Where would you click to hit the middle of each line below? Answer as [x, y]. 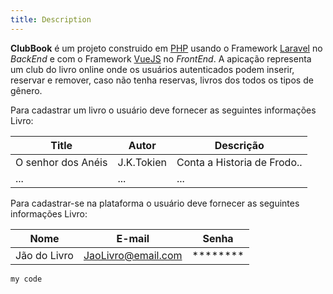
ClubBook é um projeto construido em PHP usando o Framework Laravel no [166, 48]
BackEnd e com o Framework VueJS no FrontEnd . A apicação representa [161, 58]
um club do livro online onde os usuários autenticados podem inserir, [152, 69]
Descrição [239, 145]
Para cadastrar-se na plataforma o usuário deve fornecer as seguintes [155, 203]
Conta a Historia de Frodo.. [239, 162]
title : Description [51, 19]
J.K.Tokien [142, 162]
